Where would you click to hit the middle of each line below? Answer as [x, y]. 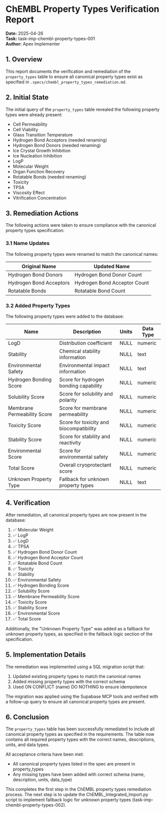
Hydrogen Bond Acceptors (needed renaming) [60, 140]
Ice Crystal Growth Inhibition [42, 150]
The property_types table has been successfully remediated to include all [80, 729]
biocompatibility [78, 428]
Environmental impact [84, 365]
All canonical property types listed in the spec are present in [74, 764]
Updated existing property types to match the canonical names [77, 676]
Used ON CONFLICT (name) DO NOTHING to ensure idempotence [80, 687]
